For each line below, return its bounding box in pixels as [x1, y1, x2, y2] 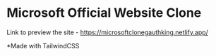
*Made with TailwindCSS [6, 41, 80, 50]
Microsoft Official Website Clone [6, 5, 202, 21]
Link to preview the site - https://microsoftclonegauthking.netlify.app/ [6, 28, 209, 36]
